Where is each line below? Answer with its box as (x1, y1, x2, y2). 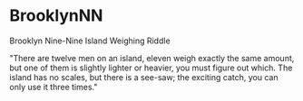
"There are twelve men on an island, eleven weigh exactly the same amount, (9, 52, 295, 63)
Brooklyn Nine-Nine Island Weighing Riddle (9, 35, 171, 46)
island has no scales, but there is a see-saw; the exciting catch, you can (9, 71, 279, 82)
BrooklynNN (9, 5, 103, 26)
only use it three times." (9, 81, 98, 92)
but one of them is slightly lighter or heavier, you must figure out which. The (9, 62, 293, 73)
